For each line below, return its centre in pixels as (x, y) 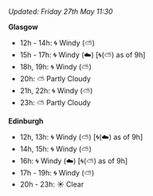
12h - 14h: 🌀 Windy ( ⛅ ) (57, 43)
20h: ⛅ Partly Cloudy (55, 78)
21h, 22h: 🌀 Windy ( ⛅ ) (56, 90)
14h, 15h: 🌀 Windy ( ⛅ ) (55, 149)
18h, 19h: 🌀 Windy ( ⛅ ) (55, 67)
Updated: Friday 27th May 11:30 (61, 12)
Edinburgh (26, 121)
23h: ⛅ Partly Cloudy (55, 102)
